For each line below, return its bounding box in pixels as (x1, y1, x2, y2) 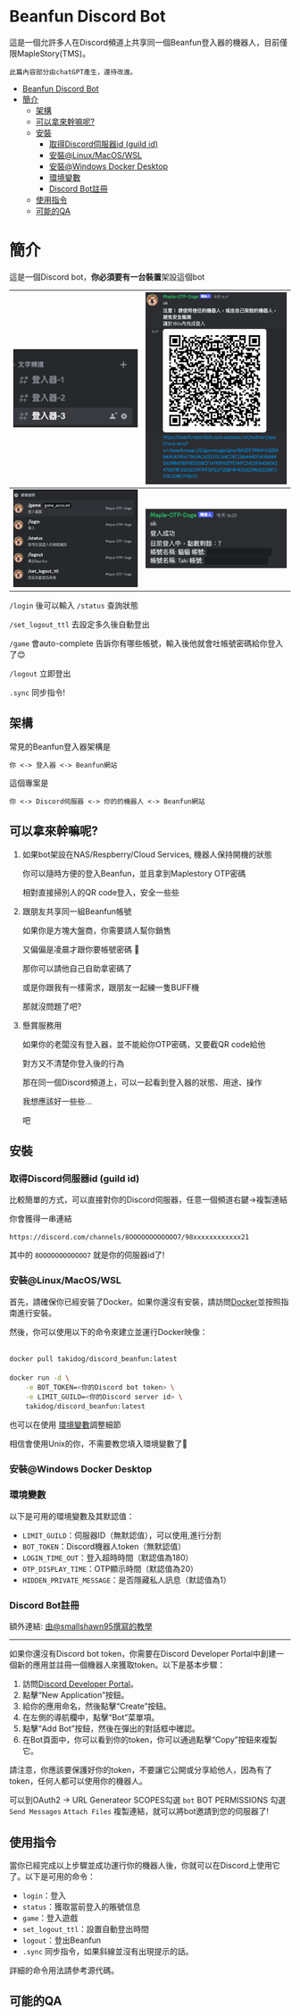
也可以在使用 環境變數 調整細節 (9, 1419, 121, 1430)
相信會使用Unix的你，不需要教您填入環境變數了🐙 (9, 1438, 187, 1449)
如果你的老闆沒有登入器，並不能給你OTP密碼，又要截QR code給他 (21, 1038, 266, 1049)
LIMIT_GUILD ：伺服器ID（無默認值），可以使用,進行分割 (21, 1530, 221, 1541)
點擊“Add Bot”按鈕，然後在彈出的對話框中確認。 (21, 1723, 201, 1735)
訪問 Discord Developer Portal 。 (21, 1678, 138, 1690)
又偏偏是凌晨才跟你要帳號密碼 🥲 (21, 944, 140, 954)
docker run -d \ (9, 1373, 70, 1382)
